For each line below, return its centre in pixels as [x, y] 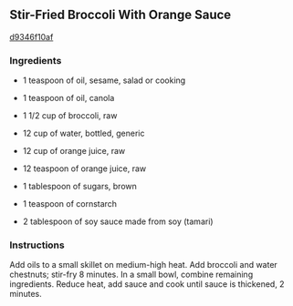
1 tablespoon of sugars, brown [79, 187]
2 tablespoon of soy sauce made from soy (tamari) [118, 221]
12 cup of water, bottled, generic [84, 133]
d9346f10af [31, 36]
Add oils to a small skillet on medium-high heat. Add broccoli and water [144, 265]
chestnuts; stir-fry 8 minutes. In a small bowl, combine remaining [131, 275]
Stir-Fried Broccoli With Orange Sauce [120, 15]
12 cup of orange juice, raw [74, 151]
